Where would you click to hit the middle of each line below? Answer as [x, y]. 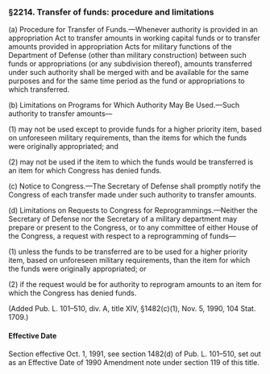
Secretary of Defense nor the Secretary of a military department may [123, 219]
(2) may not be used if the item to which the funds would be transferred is [131, 162]
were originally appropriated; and [64, 147]
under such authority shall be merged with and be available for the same [129, 73]
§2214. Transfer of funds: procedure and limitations [111, 12]
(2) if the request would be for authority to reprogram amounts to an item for [135, 285]
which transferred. [39, 89]
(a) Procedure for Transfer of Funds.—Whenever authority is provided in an [133, 30]
